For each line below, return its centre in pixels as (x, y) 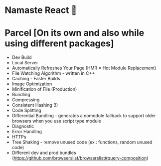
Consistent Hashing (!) (35, 105)
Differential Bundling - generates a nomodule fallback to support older (84, 116)
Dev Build (22, 57)
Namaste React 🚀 (41, 10)
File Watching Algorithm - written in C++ (53, 73)
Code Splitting (26, 110)
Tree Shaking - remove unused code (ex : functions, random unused (82, 142)
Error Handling (27, 132)
